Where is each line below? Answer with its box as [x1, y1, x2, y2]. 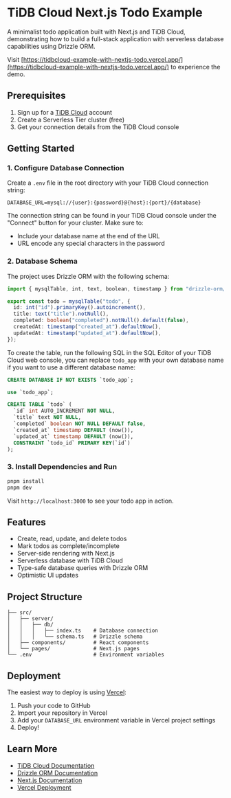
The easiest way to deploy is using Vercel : [7, 688, 127, 696]
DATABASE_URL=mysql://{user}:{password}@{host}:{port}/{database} [7, 199, 201, 207]
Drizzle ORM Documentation [16, 768, 98, 777]
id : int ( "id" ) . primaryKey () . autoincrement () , [13, 304, 146, 311]
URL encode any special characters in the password [16, 239, 165, 248]
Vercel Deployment [16, 783, 71, 791]
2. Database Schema [7, 256, 78, 266]
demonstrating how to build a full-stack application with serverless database [7, 34, 224, 43]
